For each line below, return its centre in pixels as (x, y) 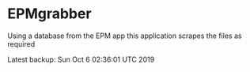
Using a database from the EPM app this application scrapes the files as (125, 36)
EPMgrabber (49, 14)
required (21, 44)
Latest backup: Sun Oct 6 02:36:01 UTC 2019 (81, 59)
